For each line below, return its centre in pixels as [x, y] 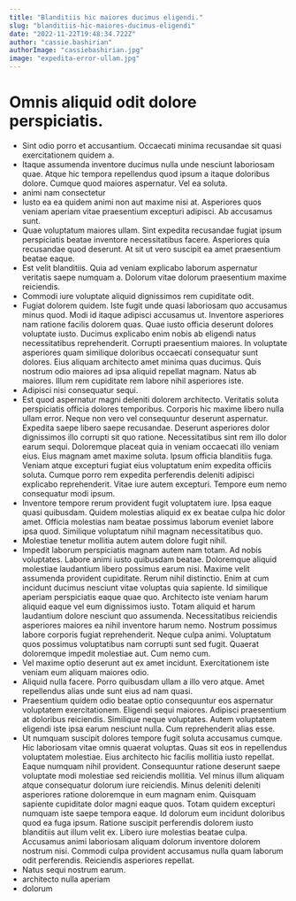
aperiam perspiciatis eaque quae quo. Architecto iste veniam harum [145, 597]
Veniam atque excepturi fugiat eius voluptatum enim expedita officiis [147, 465]
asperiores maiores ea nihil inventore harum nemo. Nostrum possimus [149, 625]
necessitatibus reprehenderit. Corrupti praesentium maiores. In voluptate [155, 343]
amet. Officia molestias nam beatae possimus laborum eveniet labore [148, 521]
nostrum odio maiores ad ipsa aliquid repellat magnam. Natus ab [139, 371]
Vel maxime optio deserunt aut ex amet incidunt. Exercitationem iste [145, 662]
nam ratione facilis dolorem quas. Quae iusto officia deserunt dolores [148, 324]
